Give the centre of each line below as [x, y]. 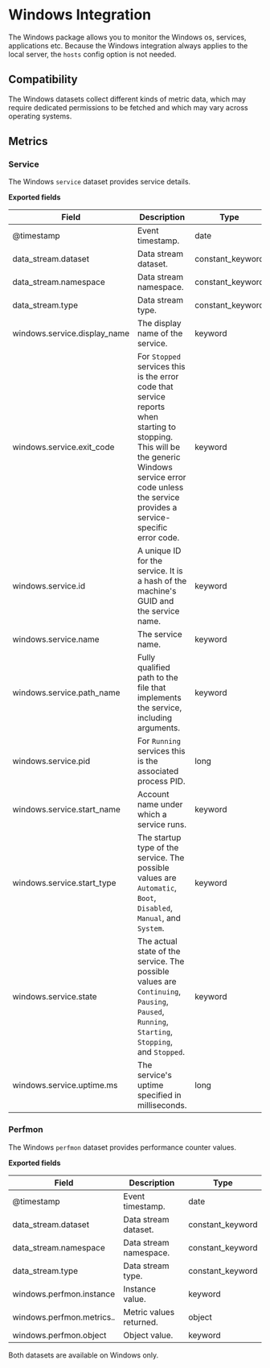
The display [159, 324]
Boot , [147, 898]
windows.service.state [55, 997]
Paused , [151, 1012]
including [155, 718]
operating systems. [40, 116]
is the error [158, 377]
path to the [157, 678]
